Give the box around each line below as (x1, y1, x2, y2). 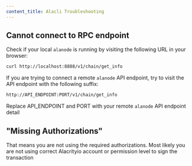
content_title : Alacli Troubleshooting (6, 8, 105, 15)
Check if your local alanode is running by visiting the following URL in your (6, 46, 186, 53)
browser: (6, 52, 28, 59)
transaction (6, 154, 34, 161)
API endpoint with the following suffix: (6, 81, 99, 88)
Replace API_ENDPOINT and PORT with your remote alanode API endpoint (6, 102, 186, 109)
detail (6, 109, 20, 116)
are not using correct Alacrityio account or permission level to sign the (6, 148, 178, 155)
